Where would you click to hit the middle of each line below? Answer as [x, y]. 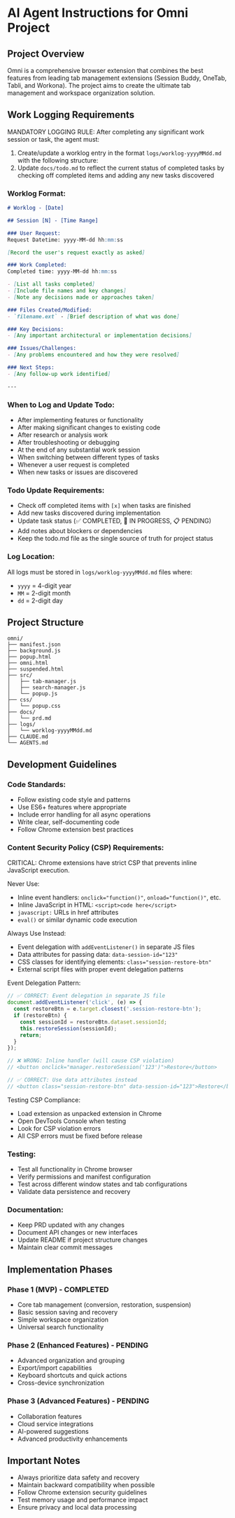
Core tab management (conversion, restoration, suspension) [104, 1305]
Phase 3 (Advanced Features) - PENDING [78, 1401]
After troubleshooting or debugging [69, 443]
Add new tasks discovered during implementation [89, 513]
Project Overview [46, 54]
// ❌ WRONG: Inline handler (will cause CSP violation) [91, 1061]
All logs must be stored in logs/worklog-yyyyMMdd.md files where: [100, 572]
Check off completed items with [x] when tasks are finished [104, 506]
